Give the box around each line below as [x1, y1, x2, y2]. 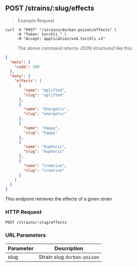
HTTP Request [5, 209, 42, 216]
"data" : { [10, 73, 30, 79]
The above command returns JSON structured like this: [17, 45, 133, 51]
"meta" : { [10, 59, 30, 65]
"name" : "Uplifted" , [23, 88, 67, 93]
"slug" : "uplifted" [23, 92, 65, 98]
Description [54, 245, 84, 252]
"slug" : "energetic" [23, 111, 67, 117]
